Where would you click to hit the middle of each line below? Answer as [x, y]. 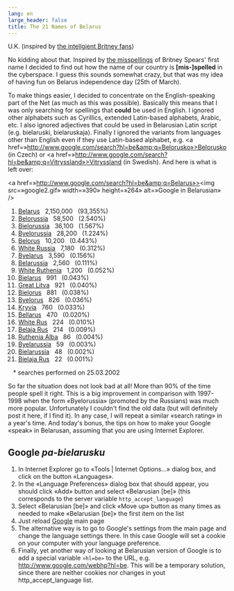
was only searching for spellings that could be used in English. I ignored [111, 110]
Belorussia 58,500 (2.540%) [62, 219]
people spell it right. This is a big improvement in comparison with [102, 393]
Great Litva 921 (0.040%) [58, 285]
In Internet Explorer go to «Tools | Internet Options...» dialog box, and [117, 469]
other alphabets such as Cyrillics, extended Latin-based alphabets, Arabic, [115, 118]
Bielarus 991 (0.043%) [53, 278]
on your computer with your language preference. [89, 543]
